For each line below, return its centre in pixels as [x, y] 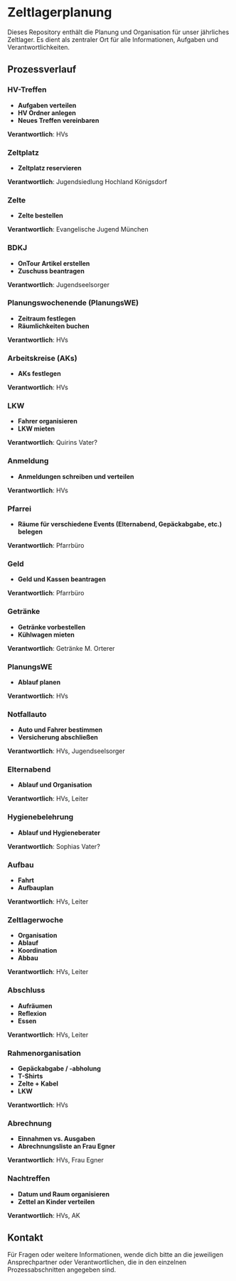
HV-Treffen [27, 90]
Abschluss [26, 990]
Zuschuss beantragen [51, 271]
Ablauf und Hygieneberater [59, 833]
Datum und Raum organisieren [64, 1194]
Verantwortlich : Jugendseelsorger [59, 284]
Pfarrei [20, 509]
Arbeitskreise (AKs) [42, 358]
